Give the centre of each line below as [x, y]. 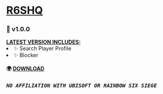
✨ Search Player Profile [43, 48]
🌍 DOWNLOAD [25, 69]
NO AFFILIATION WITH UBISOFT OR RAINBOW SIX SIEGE [81, 86]
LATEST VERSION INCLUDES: [43, 42]
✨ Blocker [26, 55]
